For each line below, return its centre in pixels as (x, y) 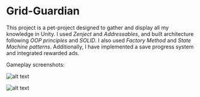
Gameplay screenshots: (35, 65)
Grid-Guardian (43, 11)
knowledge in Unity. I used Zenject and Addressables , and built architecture (100, 34)
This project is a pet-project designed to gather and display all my (88, 28)
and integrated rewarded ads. (43, 53)
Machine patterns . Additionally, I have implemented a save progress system (100, 47)
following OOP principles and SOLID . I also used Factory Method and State (98, 40)
